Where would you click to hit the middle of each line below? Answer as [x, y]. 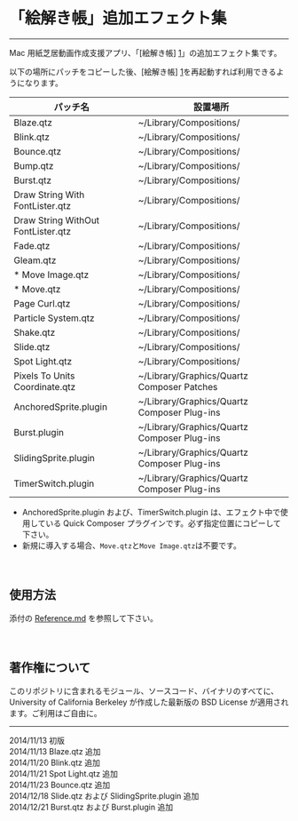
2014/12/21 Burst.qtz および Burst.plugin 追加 [91, 807]
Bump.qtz [34, 165]
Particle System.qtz [54, 318]
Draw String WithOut [57, 220]
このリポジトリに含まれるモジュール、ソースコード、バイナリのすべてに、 [144, 690]
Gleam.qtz [35, 260]
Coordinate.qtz [45, 387]
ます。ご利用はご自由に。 [55, 713]
